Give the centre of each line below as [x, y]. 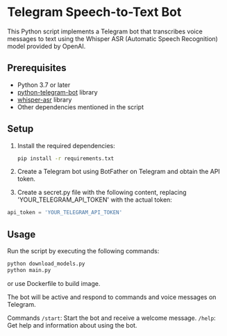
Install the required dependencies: [66, 145]
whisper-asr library [44, 99]
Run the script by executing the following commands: [83, 251]
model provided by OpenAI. [47, 46]
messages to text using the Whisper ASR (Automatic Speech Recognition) [113, 38]
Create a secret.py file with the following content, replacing [102, 193]
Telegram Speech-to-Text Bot [94, 12]
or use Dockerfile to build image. [54, 283]
